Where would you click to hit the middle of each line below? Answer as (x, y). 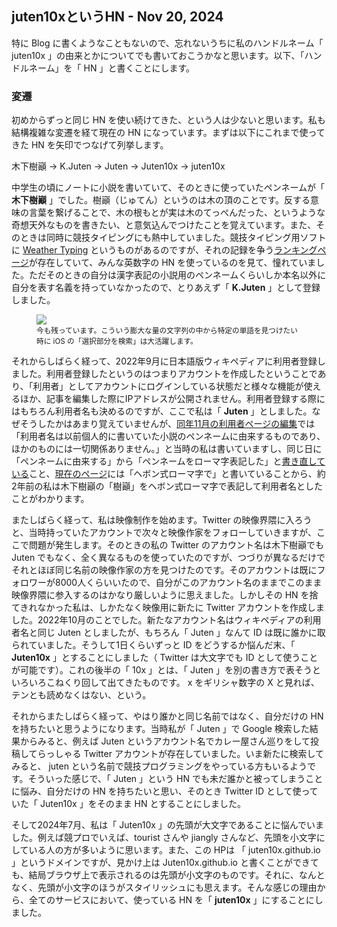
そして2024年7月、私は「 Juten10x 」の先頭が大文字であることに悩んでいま (168, 825)
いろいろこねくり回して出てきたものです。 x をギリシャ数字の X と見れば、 (165, 683)
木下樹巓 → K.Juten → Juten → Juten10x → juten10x (118, 166)
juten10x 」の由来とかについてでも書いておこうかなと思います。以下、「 (158, 55)
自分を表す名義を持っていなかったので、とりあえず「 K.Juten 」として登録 (166, 288)
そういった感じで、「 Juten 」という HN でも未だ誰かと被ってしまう (166, 779)
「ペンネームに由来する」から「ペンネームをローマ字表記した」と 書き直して (168, 461)
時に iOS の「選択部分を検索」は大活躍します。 (117, 342)
